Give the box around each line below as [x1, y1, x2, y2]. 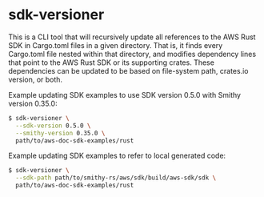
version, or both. [8, 74, 62, 84]
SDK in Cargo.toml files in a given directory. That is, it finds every [8, 40, 223, 50]
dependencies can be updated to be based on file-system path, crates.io [8, 66, 249, 75]
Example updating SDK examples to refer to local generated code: [8, 151, 226, 161]
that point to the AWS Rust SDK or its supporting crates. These [8, 58, 214, 67]
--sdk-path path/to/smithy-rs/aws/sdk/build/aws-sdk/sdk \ [15, 174, 217, 182]
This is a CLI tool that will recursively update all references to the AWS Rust [8, 32, 256, 42]
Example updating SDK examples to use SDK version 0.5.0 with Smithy [8, 90, 242, 99]
